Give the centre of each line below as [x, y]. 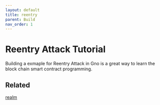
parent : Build [20, 19]
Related [18, 85]
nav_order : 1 [19, 24]
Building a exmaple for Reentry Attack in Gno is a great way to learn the [80, 64]
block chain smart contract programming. [49, 69]
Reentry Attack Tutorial [56, 49]
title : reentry [21, 15]
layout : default [22, 10]
